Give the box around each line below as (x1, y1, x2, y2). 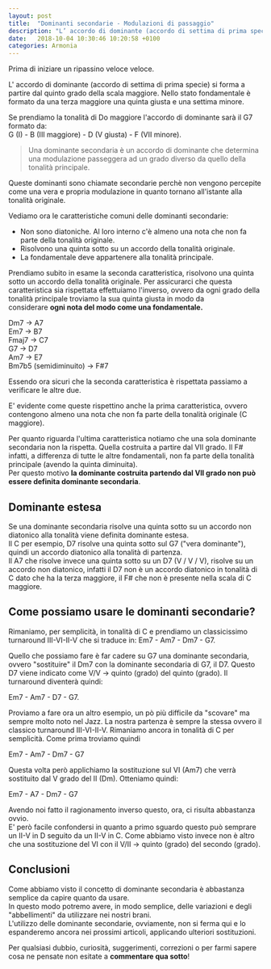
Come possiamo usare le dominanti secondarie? (8, 605, 256, 619)
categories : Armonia (8, 42, 78, 50)
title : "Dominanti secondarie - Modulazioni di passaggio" (8, 19, 215, 27)
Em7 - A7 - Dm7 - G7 (8, 789, 78, 798)
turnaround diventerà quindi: (8, 676, 103, 686)
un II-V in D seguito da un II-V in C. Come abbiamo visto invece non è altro (8, 830, 256, 841)
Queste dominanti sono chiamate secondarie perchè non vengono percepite (8, 179, 262, 188)
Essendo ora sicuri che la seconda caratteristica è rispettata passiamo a (8, 377, 248, 386)
